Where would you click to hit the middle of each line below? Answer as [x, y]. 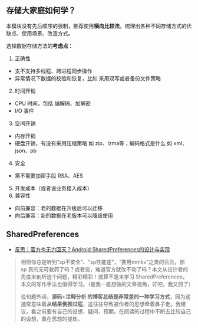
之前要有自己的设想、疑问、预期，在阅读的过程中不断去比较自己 [114, 311]
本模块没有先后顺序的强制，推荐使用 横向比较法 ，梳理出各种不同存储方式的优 [99, 26]
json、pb [26, 150]
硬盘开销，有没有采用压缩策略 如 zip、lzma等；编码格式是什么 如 [93, 143]
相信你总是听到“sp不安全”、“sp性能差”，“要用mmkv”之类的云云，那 [103, 262]
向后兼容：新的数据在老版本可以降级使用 [64, 215]
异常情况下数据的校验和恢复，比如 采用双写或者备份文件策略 [88, 78]
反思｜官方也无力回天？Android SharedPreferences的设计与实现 [92, 249]
